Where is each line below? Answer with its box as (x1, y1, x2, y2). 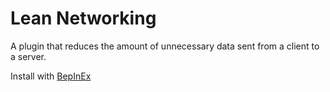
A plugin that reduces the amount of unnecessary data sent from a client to (10, 40, 320, 52)
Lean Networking (10, 7, 157, 30)
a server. (10, 50, 47, 62)
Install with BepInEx (10, 70, 92, 82)
